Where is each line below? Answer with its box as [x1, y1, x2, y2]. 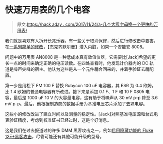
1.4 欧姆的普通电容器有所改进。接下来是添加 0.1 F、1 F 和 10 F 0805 [10, 88, 145, 95]
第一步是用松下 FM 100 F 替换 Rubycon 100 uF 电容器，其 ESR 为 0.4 [5, 82, 142, 88]
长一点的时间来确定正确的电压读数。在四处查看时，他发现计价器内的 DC [5, 60, 149, 66]
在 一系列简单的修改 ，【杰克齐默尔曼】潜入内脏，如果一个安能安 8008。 [5, 44, 147, 49]
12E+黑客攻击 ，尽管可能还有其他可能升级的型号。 [5, 133, 104, 139]
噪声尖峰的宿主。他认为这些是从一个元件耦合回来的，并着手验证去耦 [13, 66, 149, 72]
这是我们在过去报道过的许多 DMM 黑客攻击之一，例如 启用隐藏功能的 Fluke [5, 127, 154, 133]
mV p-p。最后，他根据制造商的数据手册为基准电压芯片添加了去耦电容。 [5, 100, 147, 107]
